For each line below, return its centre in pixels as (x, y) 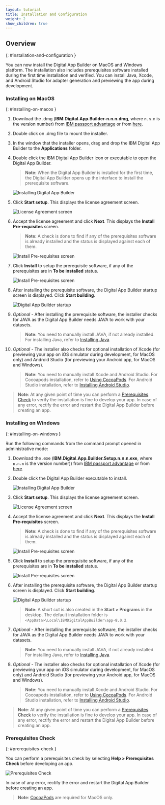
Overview (21, 43)
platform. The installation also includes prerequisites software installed (77, 70)
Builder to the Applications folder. (47, 148)
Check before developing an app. (40, 763)
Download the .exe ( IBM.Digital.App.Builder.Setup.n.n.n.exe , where (82, 458)
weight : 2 (16, 19)
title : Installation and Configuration (46, 14)
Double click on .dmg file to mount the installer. (60, 134)
